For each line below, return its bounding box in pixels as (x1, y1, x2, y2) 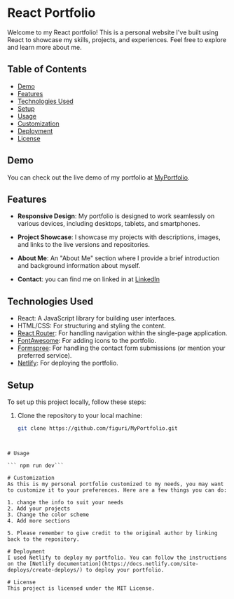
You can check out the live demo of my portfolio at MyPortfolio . (7, 173, 191, 182)
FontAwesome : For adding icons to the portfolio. (17, 337, 156, 345)
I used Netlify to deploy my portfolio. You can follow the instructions (7, 554, 228, 561)
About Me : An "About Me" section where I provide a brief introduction (17, 254, 220, 262)
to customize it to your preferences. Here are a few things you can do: (7, 486, 228, 494)
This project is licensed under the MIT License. (7, 584, 156, 592)
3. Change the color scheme (7, 511, 90, 518)
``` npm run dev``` (7, 462, 64, 469)
